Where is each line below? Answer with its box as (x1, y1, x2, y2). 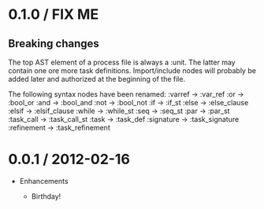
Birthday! (31, 191, 61, 201)
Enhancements (19, 176, 69, 185)
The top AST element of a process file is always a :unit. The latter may (8, 57, 236, 67)
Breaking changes (8, 37, 100, 50)
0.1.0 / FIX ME (8, 5, 99, 24)
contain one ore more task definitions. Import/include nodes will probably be (8, 66, 256, 75)
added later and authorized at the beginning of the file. (8, 75, 186, 83)
